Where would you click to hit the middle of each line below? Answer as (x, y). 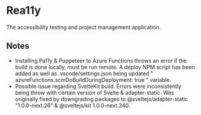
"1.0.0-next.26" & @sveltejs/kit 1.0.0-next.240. (73, 105)
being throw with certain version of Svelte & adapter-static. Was (94, 92)
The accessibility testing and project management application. (84, 27)
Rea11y (24, 11)
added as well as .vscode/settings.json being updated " (84, 73)
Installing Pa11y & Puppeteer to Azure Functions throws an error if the (101, 60)
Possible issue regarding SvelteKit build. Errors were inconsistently (98, 86)
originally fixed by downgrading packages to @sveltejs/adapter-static (101, 99)
